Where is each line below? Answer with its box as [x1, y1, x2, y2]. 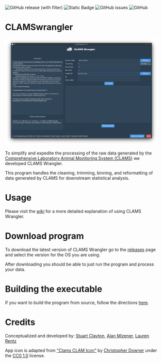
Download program [5, 230, 84, 242]
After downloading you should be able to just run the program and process [5, 261, 154, 267]
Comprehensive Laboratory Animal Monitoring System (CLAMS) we [5, 155, 140, 161]
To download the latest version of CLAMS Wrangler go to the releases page [5, 247, 156, 253]
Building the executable [5, 284, 103, 295]
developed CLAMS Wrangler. [5, 161, 63, 167]
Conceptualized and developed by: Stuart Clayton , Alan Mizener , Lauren [5, 333, 149, 339]
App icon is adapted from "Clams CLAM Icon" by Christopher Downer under [5, 347, 157, 353]
